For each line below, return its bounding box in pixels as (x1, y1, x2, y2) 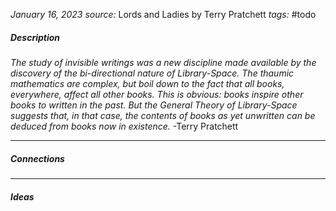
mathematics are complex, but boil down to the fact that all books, (10, 77, 285, 89)
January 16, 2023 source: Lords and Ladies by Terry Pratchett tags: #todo (10, 9, 317, 20)
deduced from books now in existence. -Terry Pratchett (10, 120, 239, 132)
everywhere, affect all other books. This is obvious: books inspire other (10, 88, 304, 100)
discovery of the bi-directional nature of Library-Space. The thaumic (10, 67, 295, 79)
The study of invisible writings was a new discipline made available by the (10, 56, 317, 68)
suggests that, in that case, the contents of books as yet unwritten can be (10, 109, 316, 121)
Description (10, 31, 61, 43)
